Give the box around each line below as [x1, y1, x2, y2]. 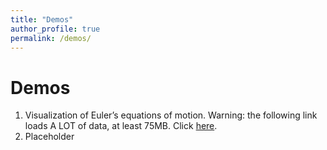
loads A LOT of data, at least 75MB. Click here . [24, 120, 218, 132]
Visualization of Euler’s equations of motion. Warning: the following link [24, 109, 318, 121]
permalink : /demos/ [10, 33, 92, 43]
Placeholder [24, 131, 75, 143]
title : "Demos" [10, 14, 74, 25]
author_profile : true [10, 24, 101, 34]
